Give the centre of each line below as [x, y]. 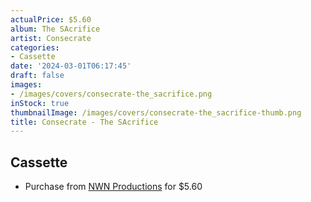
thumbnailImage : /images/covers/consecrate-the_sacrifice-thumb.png [156, 112]
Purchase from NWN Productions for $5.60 [113, 187]
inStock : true [40, 103]
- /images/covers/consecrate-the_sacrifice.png [111, 94]
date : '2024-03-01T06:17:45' [71, 66]
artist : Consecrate [51, 38]
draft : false [37, 76]
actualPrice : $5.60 [51, 19]
